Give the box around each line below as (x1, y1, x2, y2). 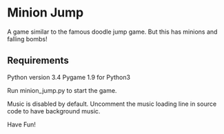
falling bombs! (7, 34, 48, 43)
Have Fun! (7, 120, 37, 129)
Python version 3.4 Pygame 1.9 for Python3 (7, 73, 131, 81)
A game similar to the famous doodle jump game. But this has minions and (7, 27, 218, 36)
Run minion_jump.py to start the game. (7, 86, 117, 94)
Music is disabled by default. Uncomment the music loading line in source (7, 100, 217, 108)
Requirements (7, 55, 69, 67)
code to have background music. (7, 107, 101, 115)
